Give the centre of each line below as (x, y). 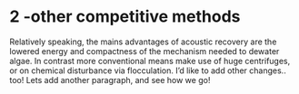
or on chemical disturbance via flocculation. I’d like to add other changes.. (148, 70)
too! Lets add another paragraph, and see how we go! (110, 80)
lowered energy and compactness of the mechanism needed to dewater (145, 51)
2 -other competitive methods (125, 17)
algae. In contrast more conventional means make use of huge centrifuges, (150, 61)
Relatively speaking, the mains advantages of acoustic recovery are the (143, 42)
